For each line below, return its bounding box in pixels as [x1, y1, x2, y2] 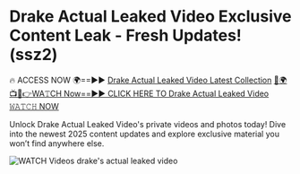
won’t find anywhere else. [9, 137, 105, 149]
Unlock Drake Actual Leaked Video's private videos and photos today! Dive [9, 118, 287, 129]
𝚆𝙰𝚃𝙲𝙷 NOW [9, 100, 60, 111]
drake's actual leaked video [76, 155, 178, 166]
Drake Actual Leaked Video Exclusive [9, 6, 292, 27]
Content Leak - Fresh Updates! [9, 25, 242, 46]
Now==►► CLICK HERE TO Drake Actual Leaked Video [64, 88, 270, 99]
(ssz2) [9, 45, 58, 65]
